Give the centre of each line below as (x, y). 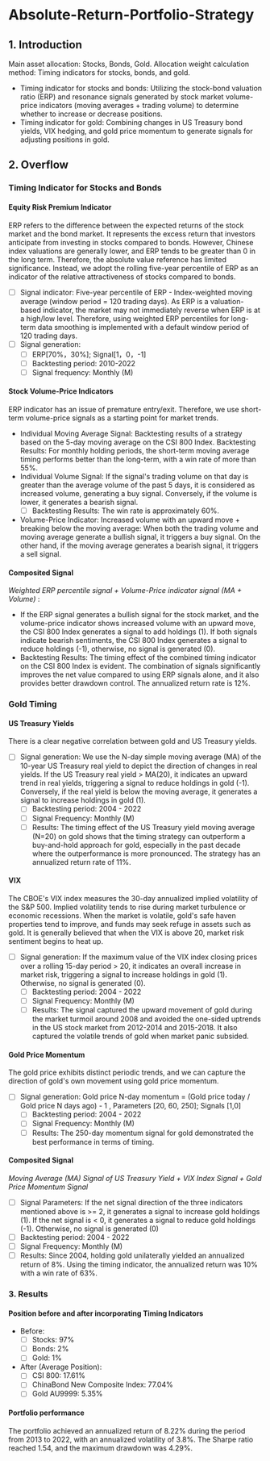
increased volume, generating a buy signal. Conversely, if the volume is (139, 494)
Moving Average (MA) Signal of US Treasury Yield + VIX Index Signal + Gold (135, 1178)
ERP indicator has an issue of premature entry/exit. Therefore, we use (124, 410)
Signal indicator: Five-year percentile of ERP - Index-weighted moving (136, 292)
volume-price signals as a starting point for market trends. (122, 418)
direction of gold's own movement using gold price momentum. (114, 1081)
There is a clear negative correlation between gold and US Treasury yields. (133, 741)
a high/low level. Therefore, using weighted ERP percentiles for (125, 318)
